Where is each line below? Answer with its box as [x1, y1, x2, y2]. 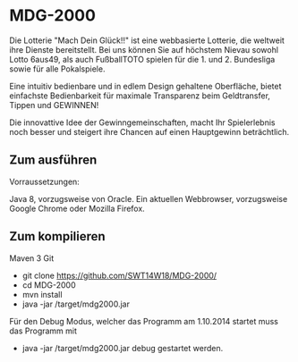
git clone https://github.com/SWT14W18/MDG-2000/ [21, 270, 217, 281]
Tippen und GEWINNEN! [9, 99, 99, 110]
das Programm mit [9, 325, 78, 336]
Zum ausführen [9, 153, 98, 168]
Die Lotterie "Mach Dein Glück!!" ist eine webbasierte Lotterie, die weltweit [9, 35, 285, 46]
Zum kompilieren [9, 229, 106, 244]
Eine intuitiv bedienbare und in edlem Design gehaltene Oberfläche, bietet [9, 80, 282, 91]
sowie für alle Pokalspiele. [9, 63, 106, 74]
